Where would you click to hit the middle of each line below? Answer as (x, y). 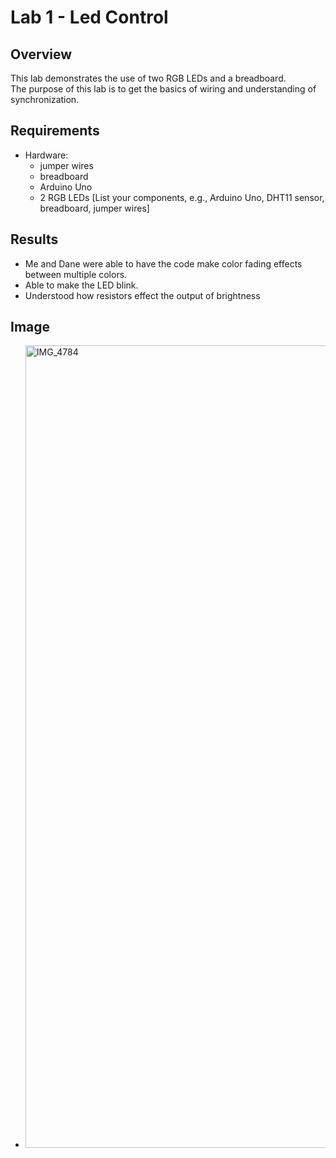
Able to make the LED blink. (81, 285)
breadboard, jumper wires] (94, 208)
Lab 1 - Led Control (89, 17)
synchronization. (45, 99)
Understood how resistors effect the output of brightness (142, 295)
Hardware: (46, 155)
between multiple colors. (76, 274)
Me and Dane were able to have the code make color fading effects (163, 263)
